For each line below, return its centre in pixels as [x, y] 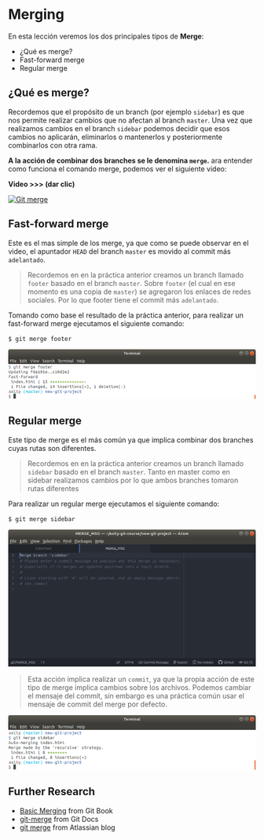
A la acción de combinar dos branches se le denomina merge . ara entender [130, 160]
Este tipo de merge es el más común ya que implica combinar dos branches [131, 440]
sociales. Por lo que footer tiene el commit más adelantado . [123, 299]
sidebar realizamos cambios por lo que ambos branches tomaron [133, 480]
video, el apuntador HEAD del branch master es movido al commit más [119, 251]
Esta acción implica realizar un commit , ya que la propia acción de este [141, 679]
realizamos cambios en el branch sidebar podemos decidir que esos [119, 128]
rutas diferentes [53, 488]
